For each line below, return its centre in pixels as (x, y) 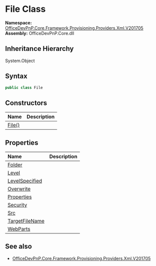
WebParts (19, 229)
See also (19, 247)
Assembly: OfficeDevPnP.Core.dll (40, 33)
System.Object (20, 61)
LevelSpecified (25, 181)
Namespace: (19, 23)
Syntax (16, 76)
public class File (24, 87)
